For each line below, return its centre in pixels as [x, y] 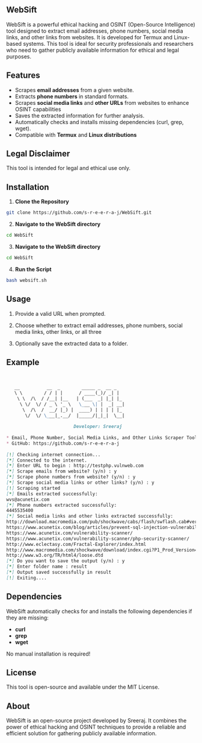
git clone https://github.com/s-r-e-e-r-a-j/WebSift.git [79, 213]
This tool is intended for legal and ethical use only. [69, 168]
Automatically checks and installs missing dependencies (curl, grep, [99, 122]
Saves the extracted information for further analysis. [80, 115]
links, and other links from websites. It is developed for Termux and [90, 37]
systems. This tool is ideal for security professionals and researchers [108, 43]
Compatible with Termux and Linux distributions [76, 134]
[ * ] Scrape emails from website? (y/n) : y [62, 472]
